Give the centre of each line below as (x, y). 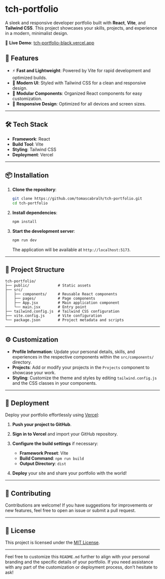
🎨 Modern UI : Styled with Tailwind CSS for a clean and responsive (79, 83)
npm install (24, 222)
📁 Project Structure (35, 270)
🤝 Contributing (28, 493)
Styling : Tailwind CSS (34, 149)
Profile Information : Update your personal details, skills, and (73, 352)
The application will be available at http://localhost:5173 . (71, 250)
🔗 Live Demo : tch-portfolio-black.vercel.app (50, 42)
